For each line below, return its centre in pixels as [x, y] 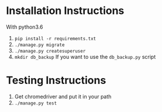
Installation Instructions [65, 11]
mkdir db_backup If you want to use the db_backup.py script [85, 57]
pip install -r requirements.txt [55, 38]
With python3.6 [25, 27]
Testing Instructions [56, 80]
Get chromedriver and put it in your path [63, 96]
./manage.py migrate [39, 45]
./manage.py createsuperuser [50, 51]
